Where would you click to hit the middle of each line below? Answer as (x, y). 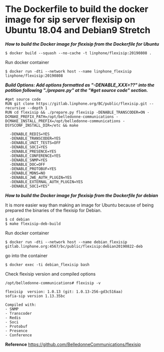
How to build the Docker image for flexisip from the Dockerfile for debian (82, 195)
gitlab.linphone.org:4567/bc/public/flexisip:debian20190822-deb (74, 246)
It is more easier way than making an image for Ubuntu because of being (80, 205)
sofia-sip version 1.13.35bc (35, 296)
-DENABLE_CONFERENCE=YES (35, 156)
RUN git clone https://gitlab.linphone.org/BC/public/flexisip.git (76, 104)
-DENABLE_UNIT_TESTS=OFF (35, 142)
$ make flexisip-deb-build (33, 224)
